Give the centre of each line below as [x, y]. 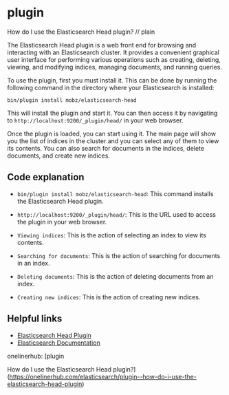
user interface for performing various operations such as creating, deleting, [114, 59]
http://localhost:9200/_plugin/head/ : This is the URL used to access [117, 214]
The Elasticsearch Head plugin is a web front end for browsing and [102, 45]
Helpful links [35, 319]
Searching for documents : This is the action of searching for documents [119, 255]
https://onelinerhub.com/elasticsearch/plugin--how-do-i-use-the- [103, 376]
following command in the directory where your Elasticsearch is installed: [111, 87]
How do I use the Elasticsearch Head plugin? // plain [81, 32]
